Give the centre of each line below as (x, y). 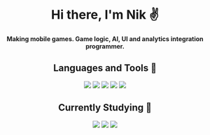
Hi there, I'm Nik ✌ (105, 15)
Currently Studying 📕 (105, 108)
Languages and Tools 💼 (105, 68)
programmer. (105, 46)
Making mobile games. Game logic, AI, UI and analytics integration (105, 39)
